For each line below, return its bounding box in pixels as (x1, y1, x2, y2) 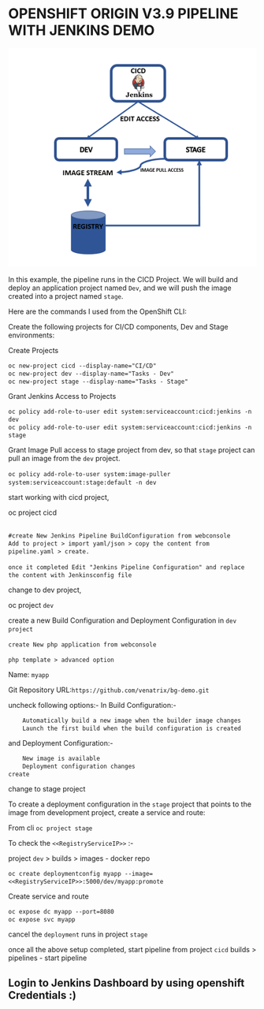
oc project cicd (8, 508, 58, 517)
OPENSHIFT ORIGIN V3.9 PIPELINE (8, 5, 239, 23)
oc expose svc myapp (8, 916, 76, 924)
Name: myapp (8, 670, 50, 679)
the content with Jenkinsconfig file (8, 572, 132, 579)
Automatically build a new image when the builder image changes (22, 717, 242, 725)
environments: (8, 330, 55, 340)
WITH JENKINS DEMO (8, 21, 155, 39)
